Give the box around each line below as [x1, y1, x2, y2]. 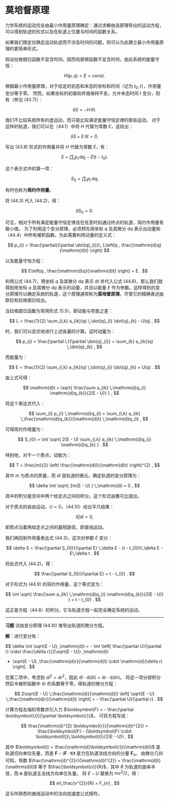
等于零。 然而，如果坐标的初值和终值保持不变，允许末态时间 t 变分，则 [14, 90, 160, 96]
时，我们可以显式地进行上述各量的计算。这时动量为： [5, 328, 116, 335]
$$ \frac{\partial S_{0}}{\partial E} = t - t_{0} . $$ [34, 571, 135, 577]
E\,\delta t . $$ [69, 550, 100, 557]
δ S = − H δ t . [72, 106, 97, 112]
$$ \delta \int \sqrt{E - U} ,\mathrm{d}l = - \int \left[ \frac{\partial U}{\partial [5, 643, 162, 649]
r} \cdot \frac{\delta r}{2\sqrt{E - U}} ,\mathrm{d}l [5, 648, 109, 655]
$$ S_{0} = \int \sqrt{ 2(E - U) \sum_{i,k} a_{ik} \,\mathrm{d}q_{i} [17, 436, 152, 442]
